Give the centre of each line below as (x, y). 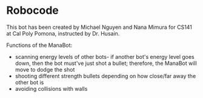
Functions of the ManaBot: (39, 45)
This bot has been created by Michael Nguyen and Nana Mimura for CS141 (99, 27)
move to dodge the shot (45, 69)
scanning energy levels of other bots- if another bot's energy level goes (105, 57)
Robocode (33, 11)
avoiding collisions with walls (51, 88)
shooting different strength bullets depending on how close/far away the (105, 76)
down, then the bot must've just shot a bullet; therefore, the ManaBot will (106, 63)
